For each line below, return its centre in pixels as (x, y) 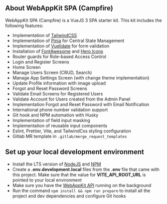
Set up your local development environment (75, 152)
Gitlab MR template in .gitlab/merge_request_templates (70, 136)
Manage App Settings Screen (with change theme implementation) (81, 77)
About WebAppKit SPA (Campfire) (59, 8)
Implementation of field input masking (51, 120)
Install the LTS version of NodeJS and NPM (57, 164)
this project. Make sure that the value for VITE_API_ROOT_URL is (79, 174)
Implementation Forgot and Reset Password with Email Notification (81, 104)
